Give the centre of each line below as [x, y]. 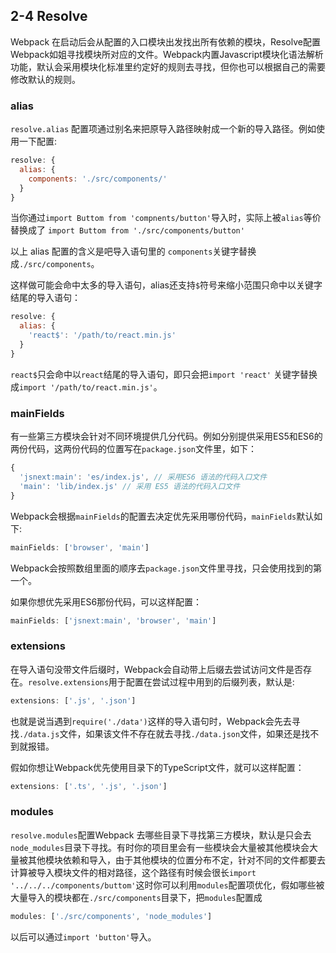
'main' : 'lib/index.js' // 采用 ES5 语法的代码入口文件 [130, 486]
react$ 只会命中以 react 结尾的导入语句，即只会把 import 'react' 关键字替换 [164, 374]
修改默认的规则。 [45, 79]
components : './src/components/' [98, 179]
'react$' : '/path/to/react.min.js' [102, 335]
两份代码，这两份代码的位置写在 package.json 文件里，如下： [133, 449]
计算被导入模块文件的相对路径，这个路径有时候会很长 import [133, 872]
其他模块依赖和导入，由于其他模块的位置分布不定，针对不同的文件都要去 [176, 860]
